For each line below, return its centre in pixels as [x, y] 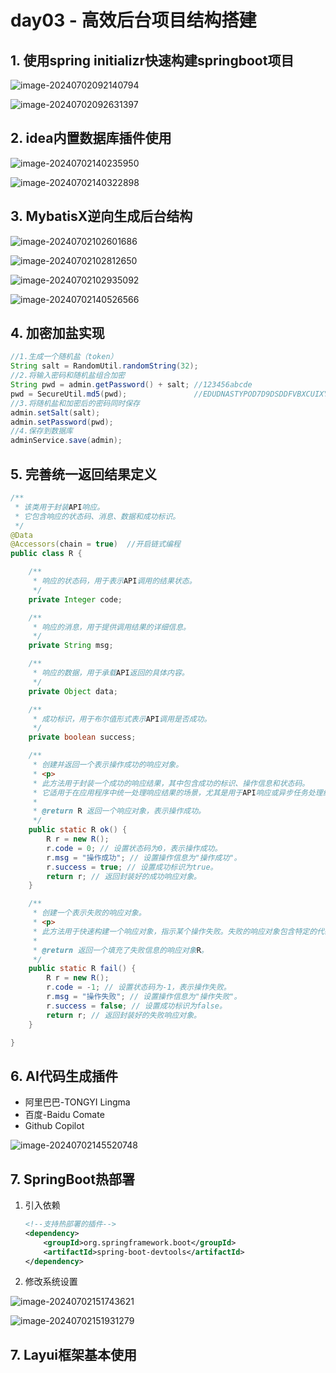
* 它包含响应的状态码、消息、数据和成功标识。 [97, 516]
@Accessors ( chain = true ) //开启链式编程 [95, 544]
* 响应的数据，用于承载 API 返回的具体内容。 [111, 673]
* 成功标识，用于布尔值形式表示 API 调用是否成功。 [122, 719]
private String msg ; [71, 646]
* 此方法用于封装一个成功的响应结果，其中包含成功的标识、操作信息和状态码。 [171, 783]
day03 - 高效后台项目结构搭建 [133, 20]
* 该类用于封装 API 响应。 [59, 507]
